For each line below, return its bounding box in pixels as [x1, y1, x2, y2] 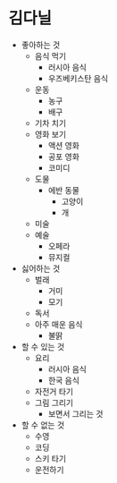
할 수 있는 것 [21, 341, 65, 352]
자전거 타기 [34, 386, 73, 396]
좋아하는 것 [21, 39, 61, 50]
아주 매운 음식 [34, 318, 83, 329]
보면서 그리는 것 [47, 408, 104, 419]
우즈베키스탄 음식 [47, 72, 109, 83]
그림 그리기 [34, 397, 73, 408]
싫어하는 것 [21, 263, 61, 274]
